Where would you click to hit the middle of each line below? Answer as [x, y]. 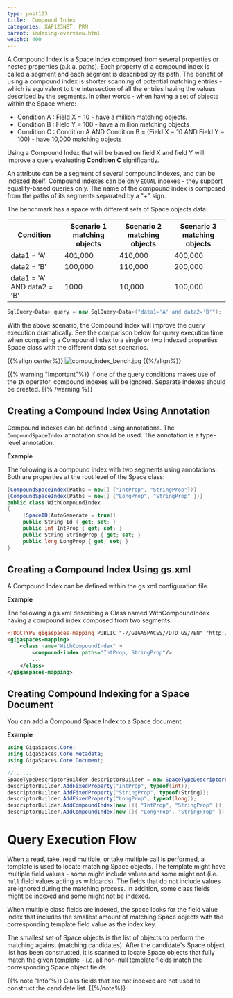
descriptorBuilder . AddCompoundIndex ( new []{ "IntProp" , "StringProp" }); [116, 805]
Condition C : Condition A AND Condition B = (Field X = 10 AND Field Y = [121, 132]
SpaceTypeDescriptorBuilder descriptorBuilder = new [85, 780]
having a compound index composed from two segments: [89, 620]
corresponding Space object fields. [58, 967]
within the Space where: [42, 104]
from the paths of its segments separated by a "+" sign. [87, 196]
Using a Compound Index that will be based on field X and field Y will [106, 153]
